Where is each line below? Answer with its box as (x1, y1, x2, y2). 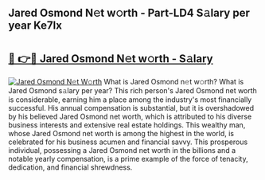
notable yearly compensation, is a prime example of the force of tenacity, (8, 155, 248, 163)
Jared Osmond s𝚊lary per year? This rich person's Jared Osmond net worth (8, 86, 257, 95)
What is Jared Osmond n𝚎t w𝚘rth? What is (103, 77, 244, 86)
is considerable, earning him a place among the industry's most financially (8, 95, 252, 104)
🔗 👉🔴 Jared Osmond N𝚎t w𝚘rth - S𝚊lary (8, 52, 213, 65)
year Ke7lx (8, 19, 62, 33)
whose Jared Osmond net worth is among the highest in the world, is (8, 129, 235, 138)
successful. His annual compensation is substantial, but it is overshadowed (8, 104, 255, 112)
